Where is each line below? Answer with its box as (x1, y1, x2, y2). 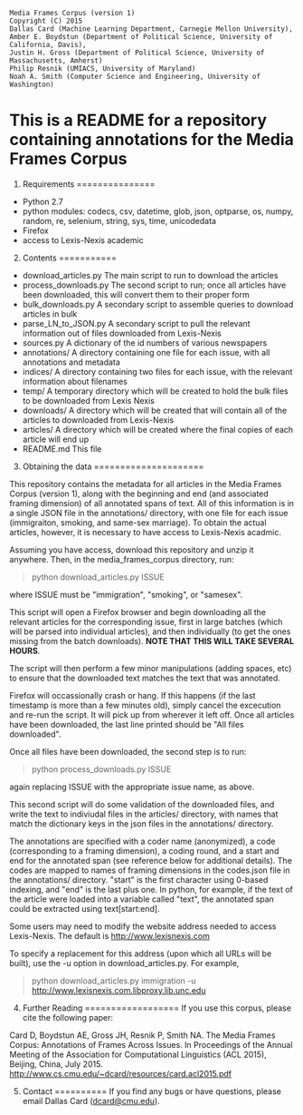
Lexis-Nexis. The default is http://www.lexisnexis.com (9, 930, 210, 941)
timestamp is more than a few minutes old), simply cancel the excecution (9, 699, 281, 710)
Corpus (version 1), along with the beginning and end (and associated (9, 488, 269, 499)
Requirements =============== (22, 178, 156, 190)
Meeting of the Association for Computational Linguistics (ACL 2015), (9, 1049, 267, 1060)
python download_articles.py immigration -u (31, 975, 196, 986)
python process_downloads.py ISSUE (31, 763, 172, 775)
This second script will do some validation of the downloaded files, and (9, 798, 275, 809)
